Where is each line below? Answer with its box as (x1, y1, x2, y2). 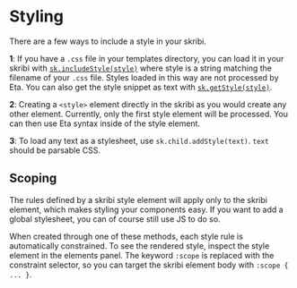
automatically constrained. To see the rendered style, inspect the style (9, 240, 270, 251)
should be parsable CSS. (9, 145, 101, 156)
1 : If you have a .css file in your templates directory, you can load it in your (9, 53, 284, 64)
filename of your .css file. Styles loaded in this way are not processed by (9, 72, 280, 82)
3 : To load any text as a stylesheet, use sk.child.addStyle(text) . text (9, 135, 269, 146)
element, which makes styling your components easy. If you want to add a (9, 204, 284, 215)
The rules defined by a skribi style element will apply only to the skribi (9, 194, 267, 205)
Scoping (9, 171, 57, 186)
